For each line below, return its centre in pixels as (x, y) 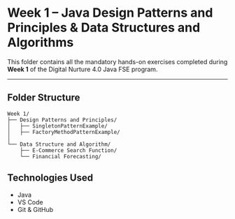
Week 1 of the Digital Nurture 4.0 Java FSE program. (83, 69)
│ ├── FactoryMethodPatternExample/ (64, 132)
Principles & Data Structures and (104, 28)
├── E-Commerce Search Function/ (69, 150)
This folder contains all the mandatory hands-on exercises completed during (117, 61)
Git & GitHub (35, 209)
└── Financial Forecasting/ (60, 156)
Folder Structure (44, 98)
